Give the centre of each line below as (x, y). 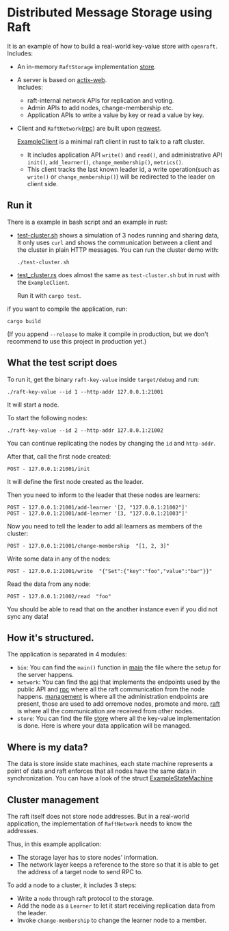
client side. (42, 183)
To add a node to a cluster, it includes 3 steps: (72, 885)
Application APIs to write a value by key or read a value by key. (116, 115)
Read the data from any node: (49, 584)
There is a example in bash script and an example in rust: (87, 222)
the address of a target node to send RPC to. (80, 872)
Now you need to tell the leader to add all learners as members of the (105, 526)
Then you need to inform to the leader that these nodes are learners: (104, 495)
